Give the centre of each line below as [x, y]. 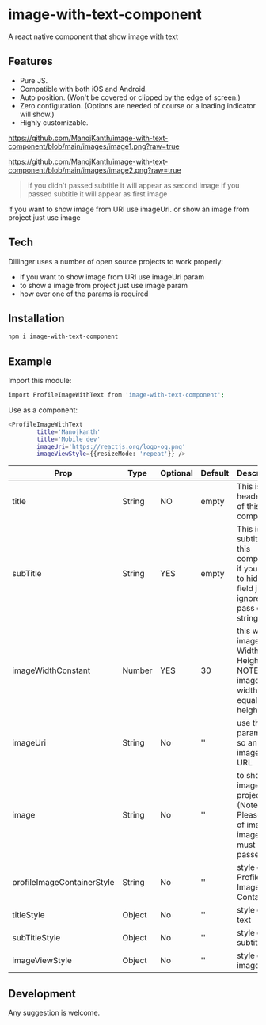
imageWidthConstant [51, 670]
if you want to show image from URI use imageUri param [112, 277]
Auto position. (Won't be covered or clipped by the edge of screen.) [130, 97]
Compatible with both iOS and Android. [84, 89]
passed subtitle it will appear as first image [97, 194]
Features [30, 61]
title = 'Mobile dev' [69, 439]
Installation [36, 318]
